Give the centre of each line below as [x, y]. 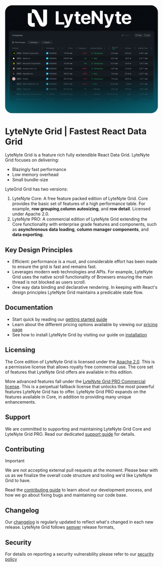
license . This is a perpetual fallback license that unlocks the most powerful [80, 386]
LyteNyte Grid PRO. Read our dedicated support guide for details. [70, 434]
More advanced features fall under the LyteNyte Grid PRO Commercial [75, 381]
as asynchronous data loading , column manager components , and [80, 229]
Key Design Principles [39, 250]
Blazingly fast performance [39, 170]
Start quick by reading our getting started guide [60, 319]
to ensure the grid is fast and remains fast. [54, 267]
